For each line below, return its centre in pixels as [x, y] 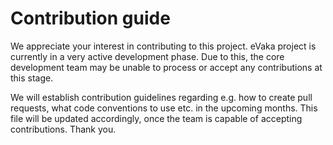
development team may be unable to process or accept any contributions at [166, 67]
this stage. [32, 78]
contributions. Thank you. [63, 129]
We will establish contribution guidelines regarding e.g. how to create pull [161, 97]
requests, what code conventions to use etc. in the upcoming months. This [164, 108]
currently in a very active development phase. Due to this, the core [147, 56]
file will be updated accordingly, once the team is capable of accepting [156, 118]
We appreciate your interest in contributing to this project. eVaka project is [163, 46]
